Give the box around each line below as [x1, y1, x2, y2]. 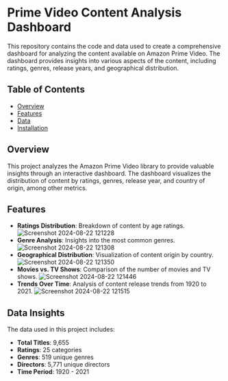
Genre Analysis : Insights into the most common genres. [16, 236, 176, 245]
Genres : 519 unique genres [16, 353, 94, 361]
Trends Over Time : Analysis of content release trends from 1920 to [16, 280, 207, 288]
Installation [16, 123, 49, 132]
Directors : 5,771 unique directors [16, 360, 110, 369]
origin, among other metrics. [7, 184, 88, 192]
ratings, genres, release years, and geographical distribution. [7, 64, 179, 72]
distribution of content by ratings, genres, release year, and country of [7, 176, 205, 184]
